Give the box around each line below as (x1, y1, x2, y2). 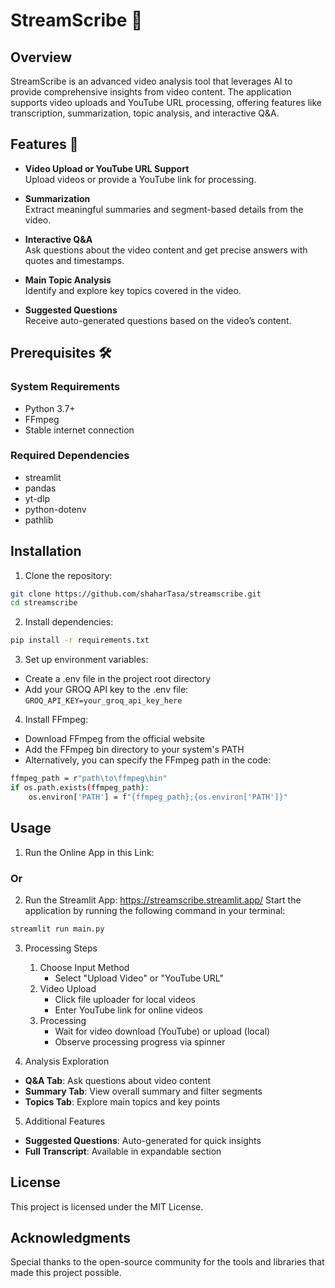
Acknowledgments (10, 1230, 132, 1247)
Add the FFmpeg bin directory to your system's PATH (24, 744, 245, 756)
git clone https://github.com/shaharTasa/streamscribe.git (10, 589, 262, 599)
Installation (10, 543, 82, 560)
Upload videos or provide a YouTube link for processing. (24, 173, 257, 185)
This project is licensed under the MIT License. (10, 1200, 204, 1213)
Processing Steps (24, 942, 98, 954)
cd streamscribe (10, 598, 78, 608)
